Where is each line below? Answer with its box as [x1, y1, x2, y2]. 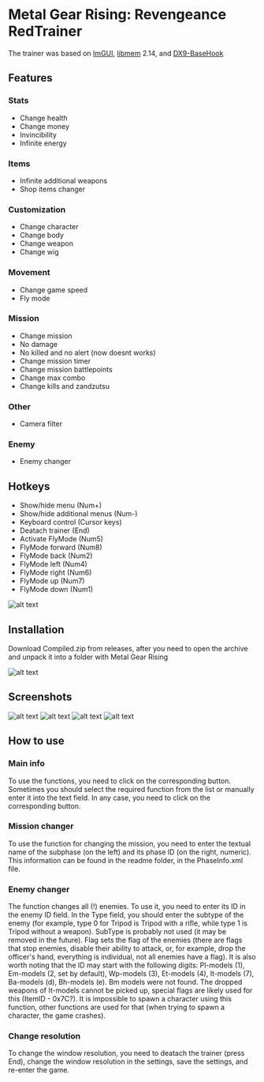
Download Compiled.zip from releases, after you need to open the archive [8, 644, 248, 654]
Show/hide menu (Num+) [19, 500, 102, 511]
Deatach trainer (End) [19, 526, 90, 535]
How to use [8, 734, 65, 748]
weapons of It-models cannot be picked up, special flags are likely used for [8, 986, 253, 995]
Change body [19, 231, 65, 240]
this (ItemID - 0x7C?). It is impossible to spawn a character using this [8, 994, 232, 1004]
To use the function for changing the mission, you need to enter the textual [8, 839, 251, 848]
